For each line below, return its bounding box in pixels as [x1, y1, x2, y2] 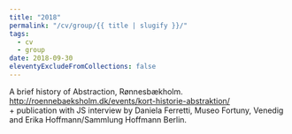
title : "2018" [9, 12, 62, 22]
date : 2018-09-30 [9, 54, 73, 63]
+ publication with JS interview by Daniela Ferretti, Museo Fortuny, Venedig [9, 105, 284, 115]
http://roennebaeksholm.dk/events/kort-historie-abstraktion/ [9, 95, 230, 106]
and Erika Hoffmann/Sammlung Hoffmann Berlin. [9, 114, 188, 124]
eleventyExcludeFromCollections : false [9, 63, 157, 71]
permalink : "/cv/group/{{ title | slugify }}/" [9, 21, 188, 30]
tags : [9, 29, 29, 38]
